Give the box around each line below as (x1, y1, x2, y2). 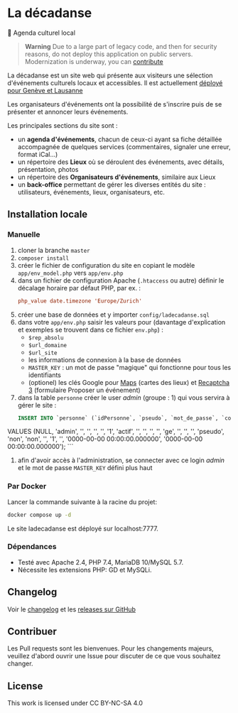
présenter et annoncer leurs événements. (7, 107, 129, 116)
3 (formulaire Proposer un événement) (28, 386, 141, 394)
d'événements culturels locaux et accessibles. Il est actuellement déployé (7, 78, 223, 87)
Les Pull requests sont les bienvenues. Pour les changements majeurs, (7, 644, 215, 653)
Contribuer (7, 626, 57, 638)
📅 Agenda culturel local (7, 28, 76, 37)
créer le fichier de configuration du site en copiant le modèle (17, 261, 195, 269)
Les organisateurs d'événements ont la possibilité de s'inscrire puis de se (7, 99, 222, 108)
